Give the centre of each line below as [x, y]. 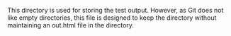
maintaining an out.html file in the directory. [71, 25]
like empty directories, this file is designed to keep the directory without [112, 18]
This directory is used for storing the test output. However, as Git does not [115, 10]
